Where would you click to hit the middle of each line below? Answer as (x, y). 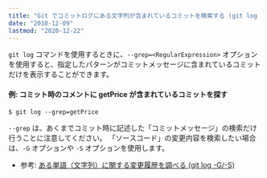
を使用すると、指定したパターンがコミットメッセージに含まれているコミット (135, 64)
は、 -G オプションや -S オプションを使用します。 (89, 148)
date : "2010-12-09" (41, 23)
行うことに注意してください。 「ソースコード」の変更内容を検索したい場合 (132, 138)
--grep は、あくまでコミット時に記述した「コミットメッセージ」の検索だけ (133, 127)
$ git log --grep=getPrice (53, 112)
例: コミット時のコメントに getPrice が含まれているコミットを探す (118, 94)
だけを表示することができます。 (61, 75)
